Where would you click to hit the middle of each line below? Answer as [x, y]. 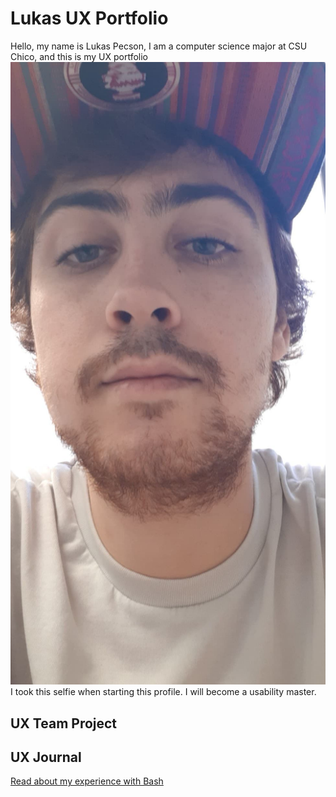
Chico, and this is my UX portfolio [79, 56]
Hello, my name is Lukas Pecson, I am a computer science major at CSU [159, 46]
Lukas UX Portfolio [89, 18]
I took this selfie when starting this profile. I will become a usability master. [163, 692]
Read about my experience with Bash [87, 781]
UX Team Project [64, 723]
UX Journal [46, 757]
